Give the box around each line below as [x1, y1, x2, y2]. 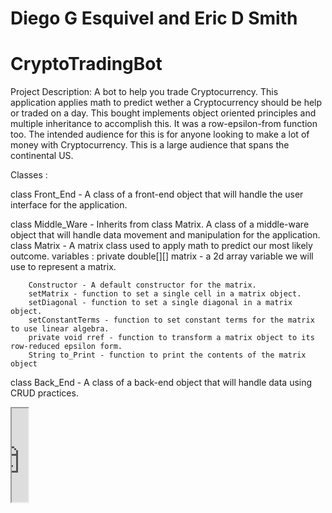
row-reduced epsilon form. [10, 342, 123, 352]
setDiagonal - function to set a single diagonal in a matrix [28, 298, 293, 308]
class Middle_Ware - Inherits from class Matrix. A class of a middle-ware [10, 218, 310, 231]
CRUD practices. [10, 387, 79, 399]
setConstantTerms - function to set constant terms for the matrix [28, 315, 315, 326]
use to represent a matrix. [10, 261, 117, 273]
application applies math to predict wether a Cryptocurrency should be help [10, 97, 323, 109]
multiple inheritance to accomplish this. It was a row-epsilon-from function [10, 118, 318, 130]
